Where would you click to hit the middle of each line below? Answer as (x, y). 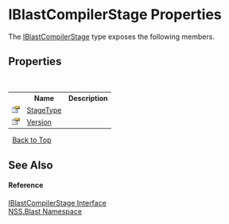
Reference (26, 185)
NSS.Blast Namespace (45, 211)
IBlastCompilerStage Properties (115, 15)
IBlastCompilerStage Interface (58, 203)
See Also (31, 165)
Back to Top (31, 140)
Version (39, 122)
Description (88, 98)
